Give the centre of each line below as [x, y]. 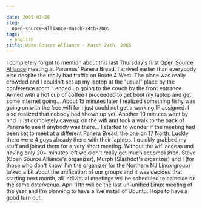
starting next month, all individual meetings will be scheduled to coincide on [101, 178]
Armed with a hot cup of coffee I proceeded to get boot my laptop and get [99, 95]
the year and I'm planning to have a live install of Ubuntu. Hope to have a [97, 191]
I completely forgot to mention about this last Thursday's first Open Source [100, 62]
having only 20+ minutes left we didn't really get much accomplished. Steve [101, 153]
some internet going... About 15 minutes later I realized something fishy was [101, 101]
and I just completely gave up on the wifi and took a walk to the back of [96, 120]
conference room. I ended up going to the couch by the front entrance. [95, 88]
